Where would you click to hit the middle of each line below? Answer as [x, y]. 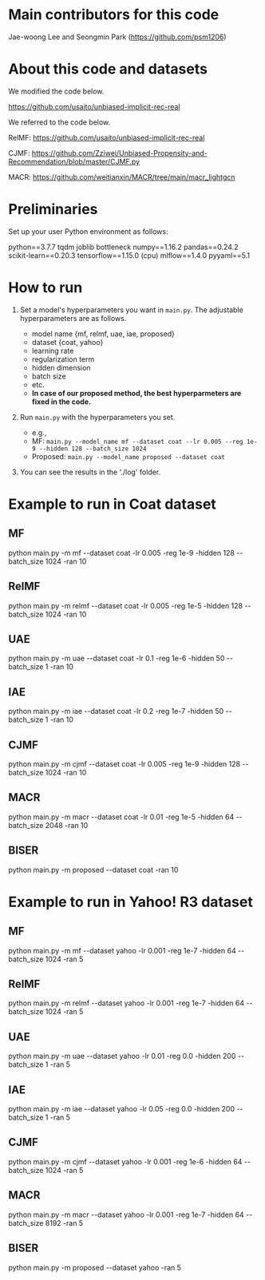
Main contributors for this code [114, 15]
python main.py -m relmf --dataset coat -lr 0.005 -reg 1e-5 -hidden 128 [126, 605]
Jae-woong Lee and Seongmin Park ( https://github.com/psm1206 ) [117, 37]
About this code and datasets [108, 69]
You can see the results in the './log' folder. [90, 472]
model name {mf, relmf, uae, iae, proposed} [103, 334]
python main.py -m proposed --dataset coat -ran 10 [93, 870]
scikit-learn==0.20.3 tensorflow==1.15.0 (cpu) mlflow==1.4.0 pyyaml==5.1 [129, 255]
